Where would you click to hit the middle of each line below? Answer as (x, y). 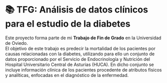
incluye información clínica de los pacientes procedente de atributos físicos (83, 70)
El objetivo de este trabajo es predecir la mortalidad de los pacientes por (80, 48)
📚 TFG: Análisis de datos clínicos (77, 10)
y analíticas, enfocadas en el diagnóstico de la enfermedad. (67, 75)
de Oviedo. (17, 43)
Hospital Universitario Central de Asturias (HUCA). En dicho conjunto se (80, 64)
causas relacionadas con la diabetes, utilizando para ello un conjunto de (80, 54)
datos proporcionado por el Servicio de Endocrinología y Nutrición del (78, 59)
